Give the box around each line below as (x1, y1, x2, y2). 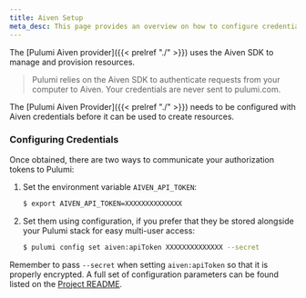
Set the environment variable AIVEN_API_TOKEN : (22, 181, 198, 192)
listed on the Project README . (9, 278, 123, 289)
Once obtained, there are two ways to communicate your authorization (9, 154, 275, 164)
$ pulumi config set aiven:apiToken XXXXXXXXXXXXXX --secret (22, 243, 260, 252)
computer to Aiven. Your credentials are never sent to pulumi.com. (31, 84, 281, 94)
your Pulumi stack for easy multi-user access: (22, 224, 196, 236)
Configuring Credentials (9, 134, 119, 146)
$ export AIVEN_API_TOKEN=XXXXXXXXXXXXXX (22, 199, 183, 208)
